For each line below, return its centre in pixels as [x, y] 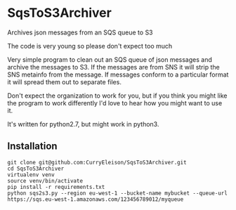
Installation [32, 146]
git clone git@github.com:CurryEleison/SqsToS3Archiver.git [97, 162]
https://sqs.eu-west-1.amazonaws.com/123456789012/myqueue [96, 199]
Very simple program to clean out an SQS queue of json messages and [110, 59]
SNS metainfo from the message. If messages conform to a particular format [118, 74]
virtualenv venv [31, 175]
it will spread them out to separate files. [64, 81]
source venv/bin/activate [45, 181]
